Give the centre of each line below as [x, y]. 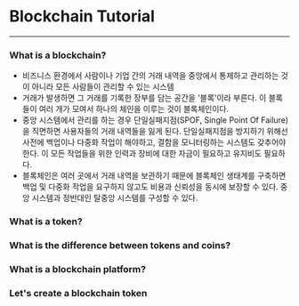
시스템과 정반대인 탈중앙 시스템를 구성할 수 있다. [115, 198]
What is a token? [46, 221]
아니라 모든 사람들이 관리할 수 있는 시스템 [103, 87]
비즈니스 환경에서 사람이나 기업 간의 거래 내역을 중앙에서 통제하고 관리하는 [150, 76]
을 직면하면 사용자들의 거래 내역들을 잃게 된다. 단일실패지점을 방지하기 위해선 [155, 132]
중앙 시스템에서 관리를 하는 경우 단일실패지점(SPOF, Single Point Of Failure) [155, 120]
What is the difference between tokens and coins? [120, 246]
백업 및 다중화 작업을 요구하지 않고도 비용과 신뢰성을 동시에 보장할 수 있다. [150, 187]
